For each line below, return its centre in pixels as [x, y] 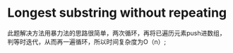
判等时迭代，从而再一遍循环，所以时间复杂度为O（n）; [87, 41]
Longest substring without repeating [117, 13]
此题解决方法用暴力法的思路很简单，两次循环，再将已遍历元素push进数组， [116, 33]
